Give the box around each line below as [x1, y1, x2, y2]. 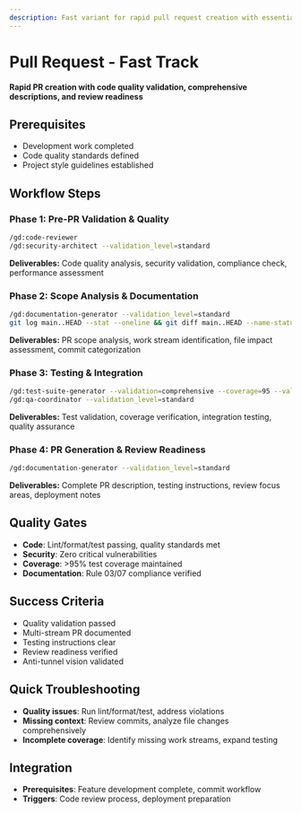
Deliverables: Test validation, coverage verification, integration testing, [9, 411, 271, 422]
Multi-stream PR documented [21, 627, 132, 638]
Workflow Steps [9, 186, 101, 201]
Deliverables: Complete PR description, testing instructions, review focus [9, 480, 280, 491]
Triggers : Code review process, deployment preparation [21, 793, 231, 804]
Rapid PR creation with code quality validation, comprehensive [9, 82, 248, 92]
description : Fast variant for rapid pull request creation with [9, 13, 258, 22]
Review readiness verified [21, 646, 118, 657]
